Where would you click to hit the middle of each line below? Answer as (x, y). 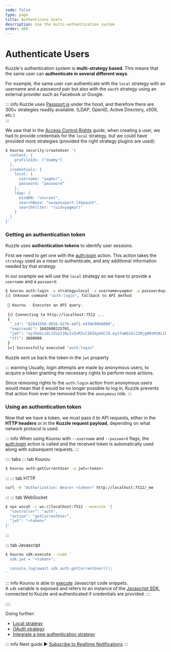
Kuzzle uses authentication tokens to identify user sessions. (69, 246)
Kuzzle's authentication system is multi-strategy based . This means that (82, 68)
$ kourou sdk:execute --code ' (38, 555)
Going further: (20, 613)
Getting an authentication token (45, 234)
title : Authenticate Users (34, 19)
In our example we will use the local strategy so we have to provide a (78, 276)
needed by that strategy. (31, 266)
